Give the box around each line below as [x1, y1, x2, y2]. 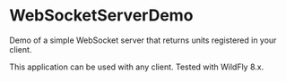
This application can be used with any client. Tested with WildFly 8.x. [9, 61, 264, 72]
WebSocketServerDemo [9, 5, 194, 26]
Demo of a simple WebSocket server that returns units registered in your [9, 35, 277, 45]
